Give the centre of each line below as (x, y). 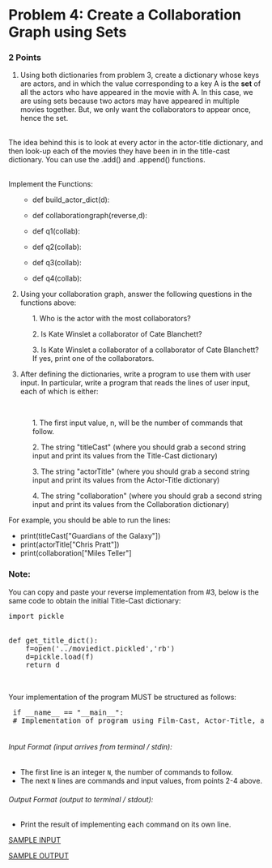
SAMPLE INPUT (35, 840)
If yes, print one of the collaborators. (93, 359)
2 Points (25, 58)
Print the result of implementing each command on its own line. (125, 824)
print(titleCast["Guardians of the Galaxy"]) (90, 536)
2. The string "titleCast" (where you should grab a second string (139, 447)
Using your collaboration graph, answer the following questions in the (136, 294)
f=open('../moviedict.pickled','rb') (100, 648)
